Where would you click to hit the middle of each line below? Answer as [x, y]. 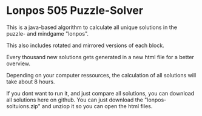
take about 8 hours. [31, 82]
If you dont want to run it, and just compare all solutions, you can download [100, 93]
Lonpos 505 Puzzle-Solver [75, 11]
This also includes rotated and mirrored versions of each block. [86, 45]
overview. [18, 63]
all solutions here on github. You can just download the [75, 100]
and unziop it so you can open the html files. [97, 106]
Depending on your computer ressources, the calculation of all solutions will [101, 75]
